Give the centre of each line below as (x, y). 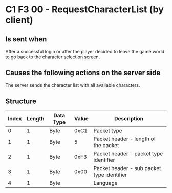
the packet (106, 145)
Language (105, 183)
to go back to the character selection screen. (53, 57)
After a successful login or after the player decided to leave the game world (85, 51)
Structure (21, 101)
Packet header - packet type (128, 153)
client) (19, 20)
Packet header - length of (125, 139)
